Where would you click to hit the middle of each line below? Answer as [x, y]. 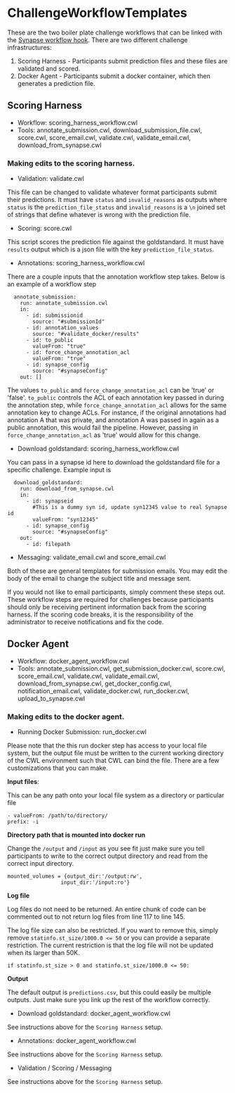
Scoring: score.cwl [45, 228]
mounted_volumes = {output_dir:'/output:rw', [75, 877]
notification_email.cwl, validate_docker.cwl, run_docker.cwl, [103, 690]
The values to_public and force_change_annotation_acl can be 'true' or [111, 390]
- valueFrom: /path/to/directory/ [58, 816]
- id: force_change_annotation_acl [78, 353]
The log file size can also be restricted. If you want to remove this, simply [113, 930]
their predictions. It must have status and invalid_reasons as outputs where [117, 200]
